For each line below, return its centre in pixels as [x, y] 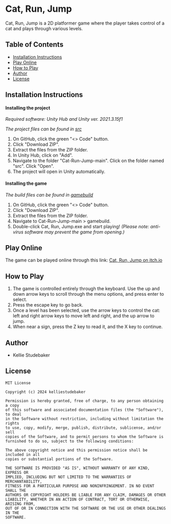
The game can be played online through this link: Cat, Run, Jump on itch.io [84, 260]
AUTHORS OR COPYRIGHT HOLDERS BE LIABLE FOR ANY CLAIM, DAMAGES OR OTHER [86, 495]
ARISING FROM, [20, 504]
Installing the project [28, 107]
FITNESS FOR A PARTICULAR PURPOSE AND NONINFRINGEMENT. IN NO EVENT [80, 486]
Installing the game [26, 183]
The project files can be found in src [44, 129]
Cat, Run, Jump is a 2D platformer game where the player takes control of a [85, 23]
